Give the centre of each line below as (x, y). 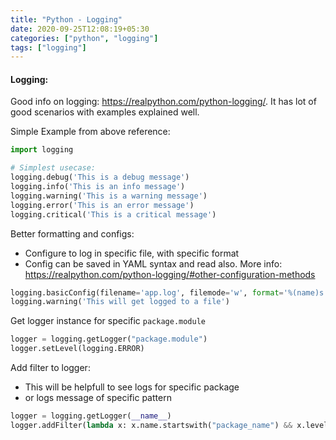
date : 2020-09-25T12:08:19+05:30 (80, 29)
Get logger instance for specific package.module (108, 321)
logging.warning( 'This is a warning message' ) (109, 196)
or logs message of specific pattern (98, 398)
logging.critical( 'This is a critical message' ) (113, 214)
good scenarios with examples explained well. (105, 112)
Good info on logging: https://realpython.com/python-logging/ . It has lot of (163, 102)
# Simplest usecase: (53, 168)
